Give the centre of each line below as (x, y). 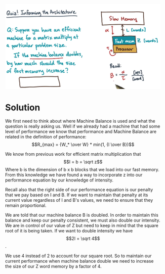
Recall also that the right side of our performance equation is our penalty (79, 190)
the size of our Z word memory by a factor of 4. (53, 267)
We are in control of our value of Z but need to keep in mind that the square (82, 226)
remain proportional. (26, 205)
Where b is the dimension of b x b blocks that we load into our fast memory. (82, 170)
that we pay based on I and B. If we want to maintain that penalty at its (77, 195)
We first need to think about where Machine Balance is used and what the (80, 121)
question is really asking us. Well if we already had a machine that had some (83, 126)
